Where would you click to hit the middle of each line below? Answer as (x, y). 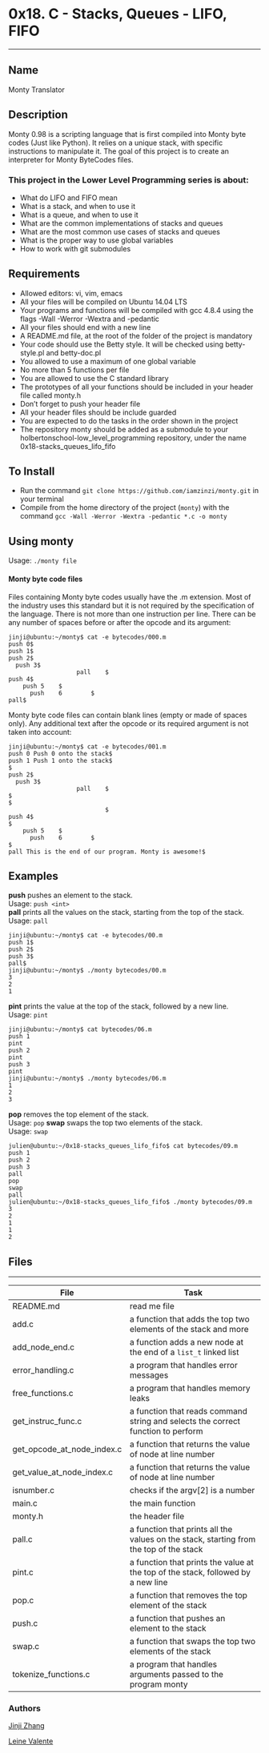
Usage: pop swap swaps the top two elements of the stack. (105, 1123)
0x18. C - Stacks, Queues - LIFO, (118, 14)
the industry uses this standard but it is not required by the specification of (131, 605)
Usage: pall (28, 921)
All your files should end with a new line (85, 327)
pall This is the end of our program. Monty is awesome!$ (107, 852)
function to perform (166, 1431)
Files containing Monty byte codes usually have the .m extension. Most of (130, 596)
